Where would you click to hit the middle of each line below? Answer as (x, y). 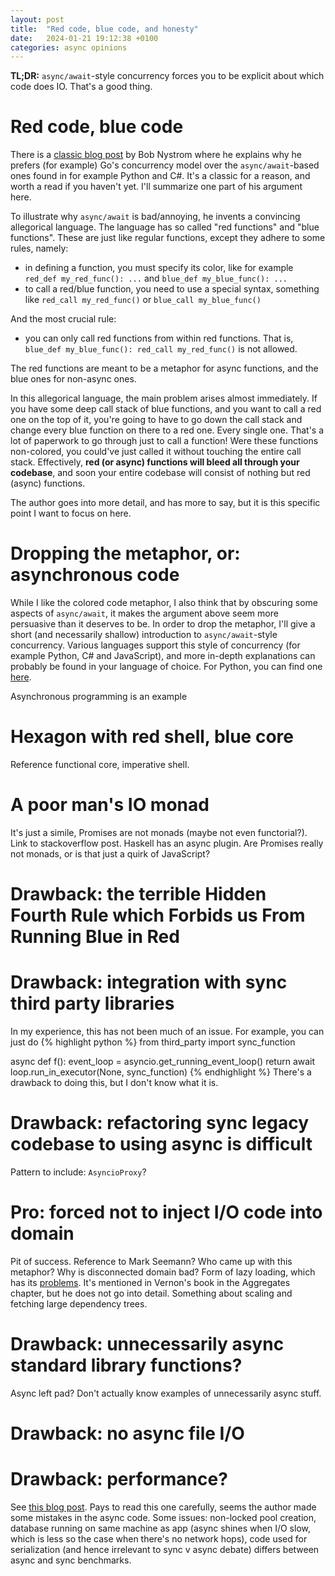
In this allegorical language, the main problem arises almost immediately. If (164, 398)
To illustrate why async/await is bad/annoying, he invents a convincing (155, 217)
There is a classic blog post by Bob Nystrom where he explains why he (156, 155)
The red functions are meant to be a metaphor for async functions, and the (164, 368)
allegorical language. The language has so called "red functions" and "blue (165, 227)
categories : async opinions (69, 47)
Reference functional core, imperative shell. (100, 765)
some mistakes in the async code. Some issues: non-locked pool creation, (163, 1518)
